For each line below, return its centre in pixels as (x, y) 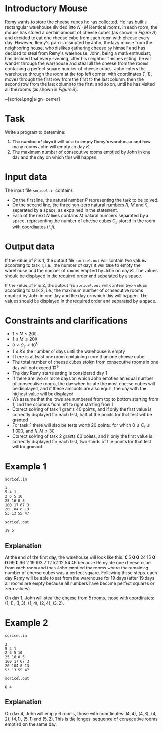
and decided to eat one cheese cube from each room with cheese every (77, 38)
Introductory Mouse (46, 9)
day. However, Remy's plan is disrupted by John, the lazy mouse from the (79, 42)
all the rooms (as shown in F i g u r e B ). (42, 89)
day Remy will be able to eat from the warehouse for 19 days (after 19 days (80, 578)
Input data (26, 177)
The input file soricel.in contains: (40, 190)
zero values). (18, 589)
